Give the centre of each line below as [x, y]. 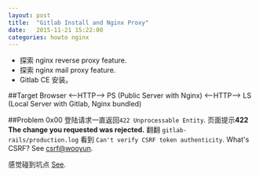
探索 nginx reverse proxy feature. [73, 60]
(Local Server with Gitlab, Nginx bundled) [75, 104]
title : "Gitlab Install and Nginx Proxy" [78, 23]
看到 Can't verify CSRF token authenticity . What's [165, 140]
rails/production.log [44, 140]
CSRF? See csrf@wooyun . [51, 149]
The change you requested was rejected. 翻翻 [84, 130]
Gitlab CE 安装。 [46, 80]
